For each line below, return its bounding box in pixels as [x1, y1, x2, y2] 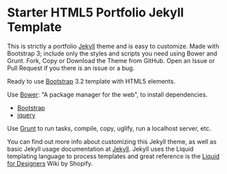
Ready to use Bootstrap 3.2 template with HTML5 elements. [7, 77, 176, 85]
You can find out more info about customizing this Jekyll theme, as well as [7, 137, 217, 145]
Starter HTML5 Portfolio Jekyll [7, 5, 184, 21]
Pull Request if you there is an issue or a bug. [7, 64, 135, 72]
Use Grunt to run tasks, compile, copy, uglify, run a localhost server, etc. [7, 124, 211, 132]
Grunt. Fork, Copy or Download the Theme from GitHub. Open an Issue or [7, 56, 215, 64]
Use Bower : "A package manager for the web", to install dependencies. [7, 90, 208, 99]
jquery [16, 111, 36, 119]
